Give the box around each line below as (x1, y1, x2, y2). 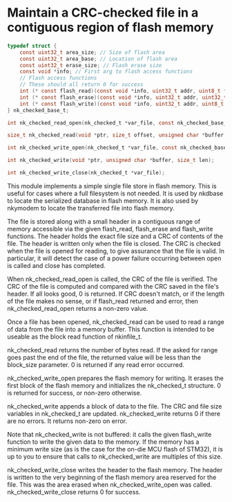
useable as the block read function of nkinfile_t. (7, 332, 143, 341)
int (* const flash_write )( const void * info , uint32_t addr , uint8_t (19, 100, 224, 107)
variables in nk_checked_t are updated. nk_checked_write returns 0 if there (7, 409, 221, 418)
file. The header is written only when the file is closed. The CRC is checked (7, 239, 221, 247)
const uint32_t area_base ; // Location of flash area (19, 55, 177, 62)
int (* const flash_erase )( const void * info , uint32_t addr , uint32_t (19, 93, 227, 101)
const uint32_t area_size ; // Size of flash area (19, 48, 166, 56)
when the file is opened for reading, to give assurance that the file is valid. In (7, 246, 225, 255)
